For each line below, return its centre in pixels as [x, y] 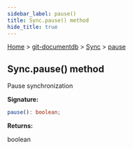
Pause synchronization [40, 86]
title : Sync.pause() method [48, 20]
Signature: [23, 100]
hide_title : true [33, 27]
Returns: [20, 126]
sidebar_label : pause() [42, 14]
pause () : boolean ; [34, 112]
